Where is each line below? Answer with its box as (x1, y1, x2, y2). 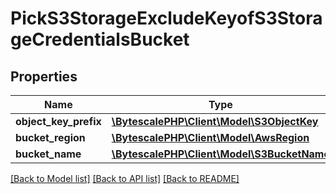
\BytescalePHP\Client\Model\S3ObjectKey (111, 115, 319, 128)
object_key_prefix (15, 115, 102, 128)
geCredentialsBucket (10, 28, 190, 51)
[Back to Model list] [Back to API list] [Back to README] (10, 173, 240, 184)
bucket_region (15, 131, 86, 144)
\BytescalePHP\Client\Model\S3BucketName (111, 147, 330, 161)
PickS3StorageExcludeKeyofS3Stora (10, 7, 323, 30)
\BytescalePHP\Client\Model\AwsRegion (111, 131, 310, 144)
